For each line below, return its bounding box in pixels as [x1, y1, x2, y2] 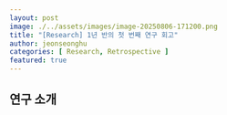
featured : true [9, 56, 67, 65]
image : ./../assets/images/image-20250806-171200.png [9, 22, 219, 31]
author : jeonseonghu [9, 38, 88, 48]
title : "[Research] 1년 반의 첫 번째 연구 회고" [9, 30, 179, 39]
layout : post [9, 13, 59, 23]
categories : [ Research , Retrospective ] [9, 47, 170, 57]
